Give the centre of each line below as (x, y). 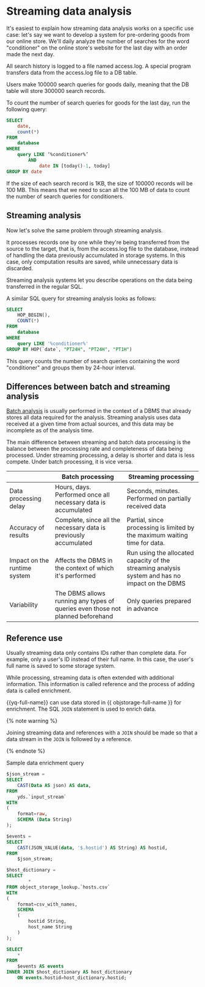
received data (146, 506)
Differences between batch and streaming (88, 386)
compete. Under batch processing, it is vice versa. (70, 462)
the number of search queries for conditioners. (65, 196)
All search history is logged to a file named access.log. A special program (99, 66)
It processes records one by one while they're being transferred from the (98, 242)
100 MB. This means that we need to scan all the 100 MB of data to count (98, 190)
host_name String (50, 927)
